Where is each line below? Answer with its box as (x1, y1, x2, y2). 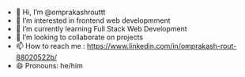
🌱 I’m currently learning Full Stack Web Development (15, 24, 187, 33)
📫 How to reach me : (15, 42, 85, 50)
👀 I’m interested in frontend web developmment (15, 16, 171, 25)
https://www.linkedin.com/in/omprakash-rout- (86, 42, 237, 50)
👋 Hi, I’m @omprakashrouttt (15, 8, 106, 16)
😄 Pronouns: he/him (15, 61, 83, 70)
